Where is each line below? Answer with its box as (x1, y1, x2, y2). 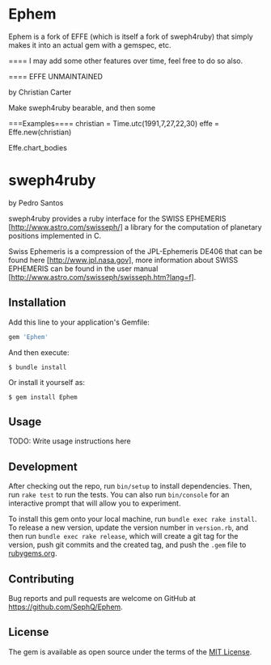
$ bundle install (8, 363, 67, 371)
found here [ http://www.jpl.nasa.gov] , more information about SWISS (8, 255, 239, 265)
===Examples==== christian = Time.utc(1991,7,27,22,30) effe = (8, 118, 220, 128)
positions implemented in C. (8, 231, 102, 240)
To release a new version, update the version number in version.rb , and (8, 523, 249, 532)
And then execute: (8, 347, 70, 357)
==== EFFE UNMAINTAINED (8, 71, 104, 81)
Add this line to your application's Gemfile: (8, 317, 150, 327)
